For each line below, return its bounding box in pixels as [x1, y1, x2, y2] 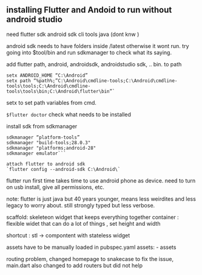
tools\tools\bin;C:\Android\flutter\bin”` [6, 88, 115, 94]
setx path [6, 77, 32, 84]
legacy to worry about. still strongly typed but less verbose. [6, 201, 155, 209]
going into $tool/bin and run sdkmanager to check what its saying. [6, 49, 172, 56]
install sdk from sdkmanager [6, 122, 78, 130]
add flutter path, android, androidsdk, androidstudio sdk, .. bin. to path [6, 60, 182, 68]
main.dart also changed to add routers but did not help [6, 262, 143, 269]
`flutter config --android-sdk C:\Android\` [6, 166, 121, 172]
